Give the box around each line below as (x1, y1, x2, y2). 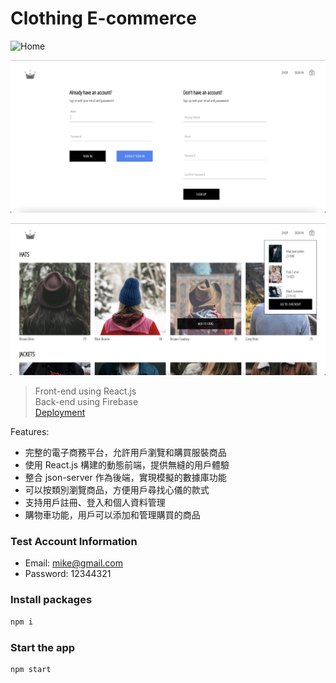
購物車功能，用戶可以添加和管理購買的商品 (24, 509, 201, 521)
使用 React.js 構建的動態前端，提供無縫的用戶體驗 (24, 459, 230, 471)
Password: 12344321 (24, 568, 112, 580)
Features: (10, 426, 50, 438)
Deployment (34, 407, 86, 419)
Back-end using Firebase (34, 396, 139, 408)
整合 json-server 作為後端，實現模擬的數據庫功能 (24, 472, 227, 484)
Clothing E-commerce (10, 7, 197, 30)
